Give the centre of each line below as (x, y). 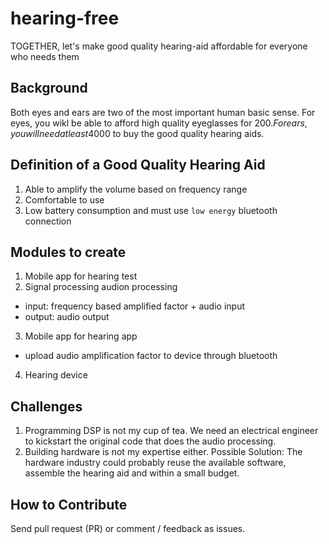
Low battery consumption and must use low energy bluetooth (151, 210)
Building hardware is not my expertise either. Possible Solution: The (163, 452)
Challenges (46, 406)
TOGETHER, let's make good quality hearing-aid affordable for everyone (159, 46)
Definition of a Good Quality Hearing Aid (138, 165)
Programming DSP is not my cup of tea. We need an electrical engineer (171, 431)
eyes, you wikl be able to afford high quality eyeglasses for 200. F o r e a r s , (159, 123)
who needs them (45, 56)
